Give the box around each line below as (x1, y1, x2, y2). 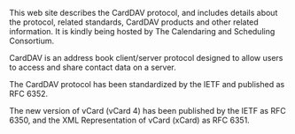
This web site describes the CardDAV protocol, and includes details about (9, 8, 278, 18)
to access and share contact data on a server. (9, 62, 177, 72)
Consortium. (9, 35, 55, 46)
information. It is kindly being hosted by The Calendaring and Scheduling (9, 26, 276, 36)
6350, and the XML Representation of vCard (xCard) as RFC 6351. (9, 115, 250, 125)
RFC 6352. (9, 88, 49, 99)
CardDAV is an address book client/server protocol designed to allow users (9, 53, 283, 63)
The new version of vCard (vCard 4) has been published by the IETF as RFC (9, 106, 286, 115)
